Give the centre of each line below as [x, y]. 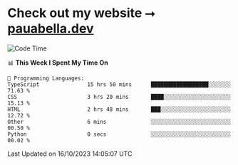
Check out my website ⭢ [81, 13]
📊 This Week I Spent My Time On [58, 63]
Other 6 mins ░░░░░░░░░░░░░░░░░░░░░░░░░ [119, 122]
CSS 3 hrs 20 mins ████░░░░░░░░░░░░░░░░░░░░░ [119, 97]
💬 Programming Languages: [46, 78]
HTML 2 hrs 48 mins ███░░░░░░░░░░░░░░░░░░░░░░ [119, 109]
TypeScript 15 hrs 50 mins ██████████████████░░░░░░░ [119, 84]
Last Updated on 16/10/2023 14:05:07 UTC [70, 154]
